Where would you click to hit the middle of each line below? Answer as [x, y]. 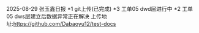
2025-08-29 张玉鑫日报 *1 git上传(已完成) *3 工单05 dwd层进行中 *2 [94, 9]
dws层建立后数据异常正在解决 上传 [58, 16]
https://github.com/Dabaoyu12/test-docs [65, 24]
